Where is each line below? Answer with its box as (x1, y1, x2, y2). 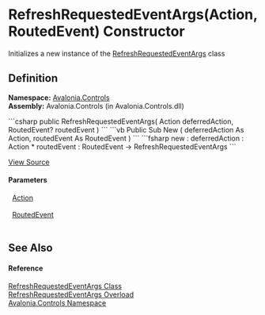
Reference (8, 263, 44, 273)
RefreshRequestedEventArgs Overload (8, 290, 134, 299)
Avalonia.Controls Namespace (8, 298, 107, 307)
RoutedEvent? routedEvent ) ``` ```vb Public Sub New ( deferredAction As (8, 125, 244, 134)
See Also (8, 241, 53, 255)
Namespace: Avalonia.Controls (8, 93, 110, 102)
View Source (8, 157, 50, 167)
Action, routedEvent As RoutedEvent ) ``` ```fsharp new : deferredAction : (8, 133, 244, 143)
